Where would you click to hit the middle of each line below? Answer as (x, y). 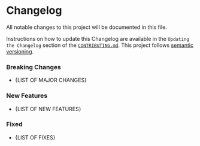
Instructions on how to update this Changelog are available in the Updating (98, 38)
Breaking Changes (34, 67)
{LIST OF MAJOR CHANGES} (51, 80)
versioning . (20, 51)
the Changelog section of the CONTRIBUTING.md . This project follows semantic (100, 45)
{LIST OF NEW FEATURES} (48, 109)
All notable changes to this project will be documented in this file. (87, 27)
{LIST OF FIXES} (35, 137)
